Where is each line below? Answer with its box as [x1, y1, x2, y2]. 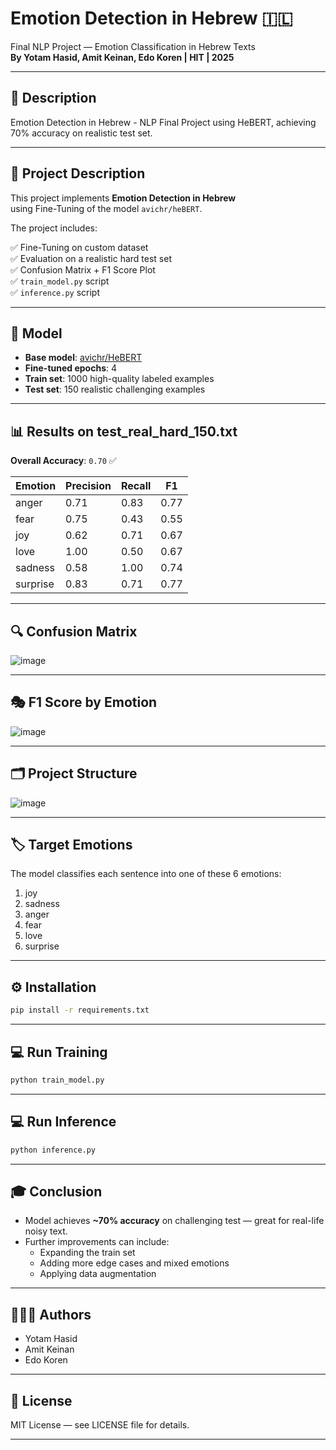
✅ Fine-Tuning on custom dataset [10, 241, 149, 253]
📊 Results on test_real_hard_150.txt [10, 423, 238, 440]
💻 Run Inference [10, 1113, 117, 1131]
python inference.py [10, 1145, 97, 1155]
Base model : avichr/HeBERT [24, 352, 143, 364]
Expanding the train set [39, 1247, 136, 1259]
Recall [120, 479, 152, 493]
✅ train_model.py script [10, 275, 110, 287]
